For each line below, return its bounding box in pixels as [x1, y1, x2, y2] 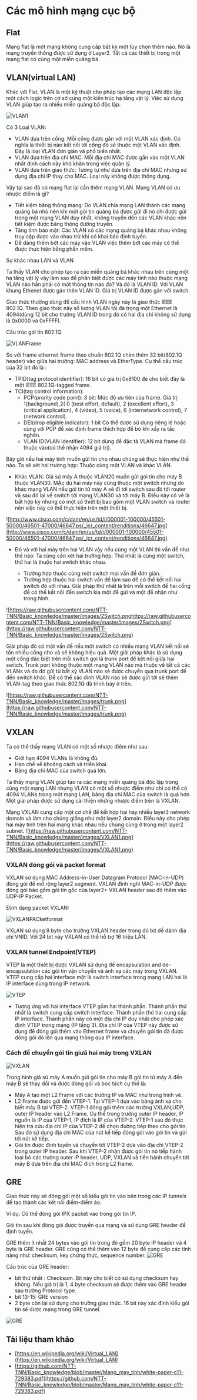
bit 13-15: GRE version [14, 1293, 68, 1301]
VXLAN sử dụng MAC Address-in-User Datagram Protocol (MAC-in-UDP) [6, 874, 184, 881]
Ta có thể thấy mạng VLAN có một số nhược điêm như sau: [6, 743, 149, 750]
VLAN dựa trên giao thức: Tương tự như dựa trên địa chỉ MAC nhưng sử [14, 166, 187, 173]
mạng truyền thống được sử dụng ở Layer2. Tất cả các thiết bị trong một [6, 49, 181, 56]
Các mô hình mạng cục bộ [6, 4, 136, 18]
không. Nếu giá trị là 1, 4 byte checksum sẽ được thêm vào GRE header [14, 1281, 187, 1288]
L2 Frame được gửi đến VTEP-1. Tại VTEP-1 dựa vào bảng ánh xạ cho [14, 1098, 182, 1105]
